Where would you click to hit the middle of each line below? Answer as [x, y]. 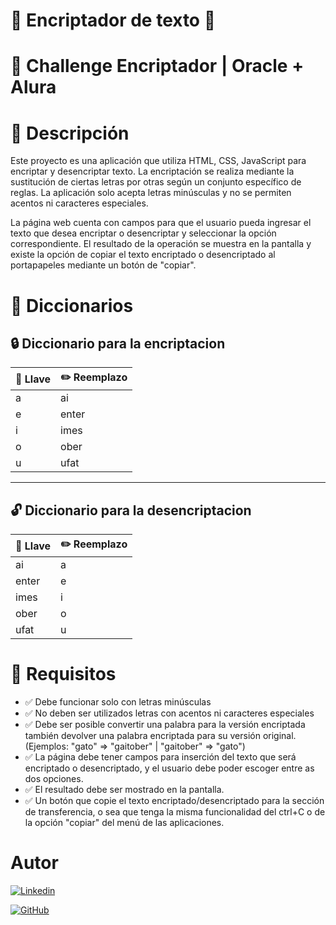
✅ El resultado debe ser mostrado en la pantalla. [124, 790]
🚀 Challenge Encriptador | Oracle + [157, 66]
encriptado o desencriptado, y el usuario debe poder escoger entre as [169, 768]
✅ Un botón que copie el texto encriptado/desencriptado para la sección [174, 801]
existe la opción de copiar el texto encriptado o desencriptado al [143, 255]
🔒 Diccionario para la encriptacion [118, 343]
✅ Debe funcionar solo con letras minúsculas [118, 702]
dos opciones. [54, 779]
